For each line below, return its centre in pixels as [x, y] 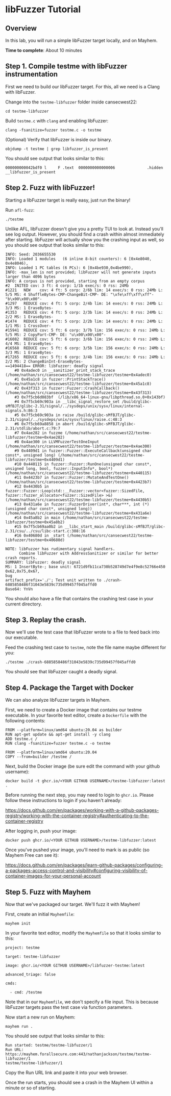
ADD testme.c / [21, 739]
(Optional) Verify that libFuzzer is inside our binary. [59, 139]
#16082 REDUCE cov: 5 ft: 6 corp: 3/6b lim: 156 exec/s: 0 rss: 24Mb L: [86, 339]
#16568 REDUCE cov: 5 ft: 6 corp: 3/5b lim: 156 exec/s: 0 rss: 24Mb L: [86, 348]
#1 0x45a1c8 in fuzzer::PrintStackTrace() [60, 379]
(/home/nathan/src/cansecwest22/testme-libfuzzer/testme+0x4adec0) [79, 375]
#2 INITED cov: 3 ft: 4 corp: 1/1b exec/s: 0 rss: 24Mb [67, 286]
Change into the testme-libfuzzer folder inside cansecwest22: [71, 102]
